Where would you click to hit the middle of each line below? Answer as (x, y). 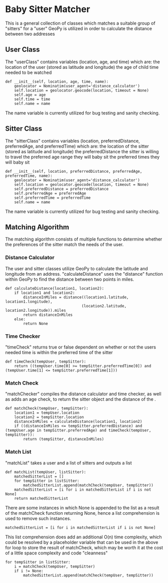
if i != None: (29, 571)
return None (36, 323)
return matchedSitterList (41, 498)
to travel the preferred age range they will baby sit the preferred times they (82, 157)
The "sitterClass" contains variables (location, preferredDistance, (73, 141)
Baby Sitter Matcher (48, 9)
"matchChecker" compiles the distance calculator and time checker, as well (83, 394)
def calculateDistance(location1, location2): (55, 288)
